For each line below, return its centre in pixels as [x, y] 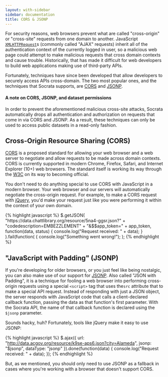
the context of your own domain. [39, 206]
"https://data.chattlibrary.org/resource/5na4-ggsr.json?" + [65, 221]
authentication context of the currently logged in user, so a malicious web [81, 50]
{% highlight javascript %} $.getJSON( [45, 215]
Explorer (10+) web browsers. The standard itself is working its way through [83, 169]
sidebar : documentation [30, 15]
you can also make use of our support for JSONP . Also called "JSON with [81, 276]
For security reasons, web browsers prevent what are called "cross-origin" [82, 34]
